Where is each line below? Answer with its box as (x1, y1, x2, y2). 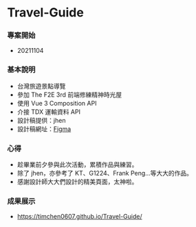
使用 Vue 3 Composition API (17, 99, 97, 107)
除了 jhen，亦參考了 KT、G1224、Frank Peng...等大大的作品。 (17, 169, 193, 178)
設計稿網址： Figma (17, 125, 72, 133)
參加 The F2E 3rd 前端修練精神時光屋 (17, 91, 122, 99)
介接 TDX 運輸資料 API (17, 108, 81, 116)
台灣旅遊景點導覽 (17, 82, 66, 90)
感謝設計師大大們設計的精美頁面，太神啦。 (17, 178, 138, 186)
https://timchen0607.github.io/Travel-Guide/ (17, 213, 142, 221)
